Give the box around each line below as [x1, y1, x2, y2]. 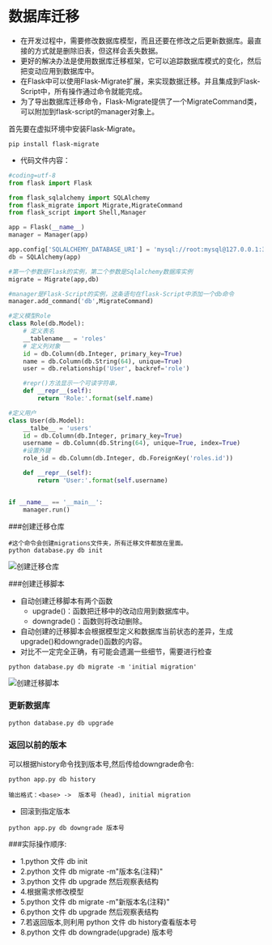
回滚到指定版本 [19, 806, 70, 816]
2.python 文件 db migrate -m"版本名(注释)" [19, 866, 164, 876]
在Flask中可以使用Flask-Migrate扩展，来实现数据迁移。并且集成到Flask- [19, 76, 261, 86]
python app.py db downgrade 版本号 [8, 824, 125, 832]
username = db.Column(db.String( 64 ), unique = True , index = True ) [23, 439, 241, 447]
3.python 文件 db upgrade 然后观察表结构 [19, 877, 159, 887]
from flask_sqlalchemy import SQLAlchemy [8, 194, 151, 202]
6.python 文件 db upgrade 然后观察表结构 [19, 907, 159, 917]
